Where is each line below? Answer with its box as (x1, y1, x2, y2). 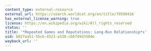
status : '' (5, 25, 27, 30)
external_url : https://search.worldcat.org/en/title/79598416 (5, 12, 134, 17)
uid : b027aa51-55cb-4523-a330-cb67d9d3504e (5, 34, 95, 39)
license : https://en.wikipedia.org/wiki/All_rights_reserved (5, 20, 132, 26)
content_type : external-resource (5, 7, 73, 12)
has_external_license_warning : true (5, 16, 79, 21)
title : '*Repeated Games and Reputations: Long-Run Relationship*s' (5, 30, 147, 34)
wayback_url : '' (5, 39, 38, 44)
